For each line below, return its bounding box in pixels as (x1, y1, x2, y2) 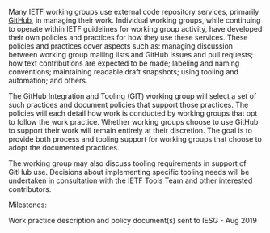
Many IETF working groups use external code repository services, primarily (8, 7, 259, 16)
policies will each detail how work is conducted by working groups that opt (8, 108, 258, 118)
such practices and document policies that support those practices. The (8, 100, 249, 109)
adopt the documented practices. (8, 143, 120, 152)
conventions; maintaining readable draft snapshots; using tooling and (8, 67, 238, 76)
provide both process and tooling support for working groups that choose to (8, 134, 263, 144)
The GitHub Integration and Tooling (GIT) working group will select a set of (8, 91, 257, 100)
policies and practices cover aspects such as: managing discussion (8, 41, 233, 51)
